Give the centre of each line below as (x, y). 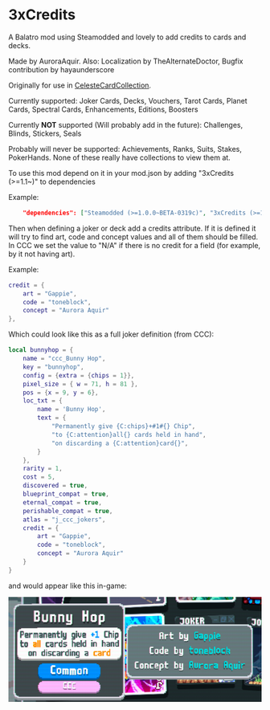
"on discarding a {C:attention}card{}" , (120, 443)
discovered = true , (55, 486)
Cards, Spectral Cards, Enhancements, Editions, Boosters (103, 109)
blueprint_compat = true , (66, 494)
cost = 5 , (39, 477)
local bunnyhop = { (41, 350)
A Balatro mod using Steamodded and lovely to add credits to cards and (127, 37)
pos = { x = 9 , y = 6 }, (61, 392)
